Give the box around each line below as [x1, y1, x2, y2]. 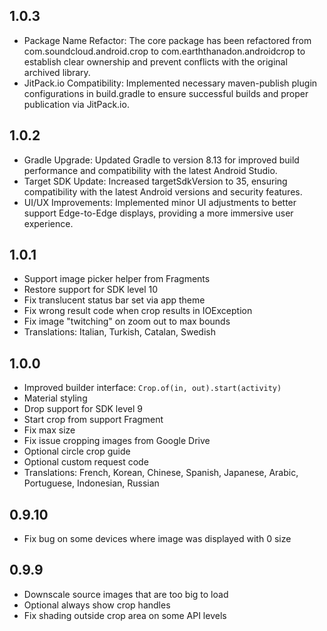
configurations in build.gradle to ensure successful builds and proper [23, 87, 309, 99]
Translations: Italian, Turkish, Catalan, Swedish [23, 326, 216, 338]
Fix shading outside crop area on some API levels [23, 609, 227, 621]
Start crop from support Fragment [23, 414, 164, 426]
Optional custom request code [23, 456, 149, 468]
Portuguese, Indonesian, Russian [23, 477, 160, 489]
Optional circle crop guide [23, 445, 131, 458]
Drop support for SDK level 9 [23, 403, 143, 415]
